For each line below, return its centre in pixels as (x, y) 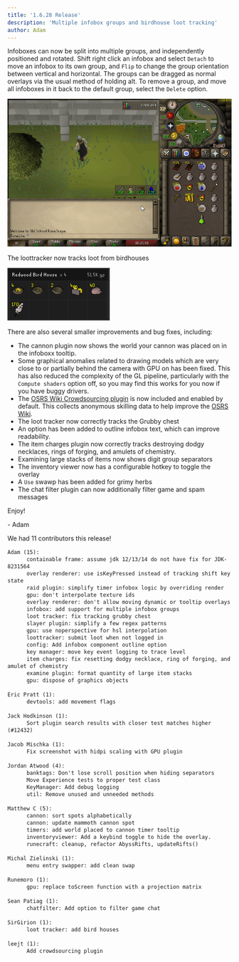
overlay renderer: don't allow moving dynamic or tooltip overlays (128, 602)
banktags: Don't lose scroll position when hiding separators (120, 773)
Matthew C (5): (30, 808)
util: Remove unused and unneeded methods (90, 794)
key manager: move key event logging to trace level (106, 652)
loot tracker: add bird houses (73, 929)
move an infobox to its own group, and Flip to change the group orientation (118, 66)
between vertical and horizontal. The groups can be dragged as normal (112, 74)
